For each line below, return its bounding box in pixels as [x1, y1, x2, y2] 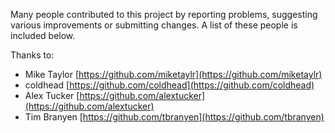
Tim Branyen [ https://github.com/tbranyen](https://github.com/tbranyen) [24, 111, 325, 123]
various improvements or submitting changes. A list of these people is [10, 19, 298, 31]
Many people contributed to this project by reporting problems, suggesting [10, 9, 318, 20]
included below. [10, 30, 76, 41]
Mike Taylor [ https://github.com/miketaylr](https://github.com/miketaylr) [24, 69, 323, 80]
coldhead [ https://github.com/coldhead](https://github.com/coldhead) [24, 79, 315, 91]
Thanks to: [10, 49, 55, 61]
